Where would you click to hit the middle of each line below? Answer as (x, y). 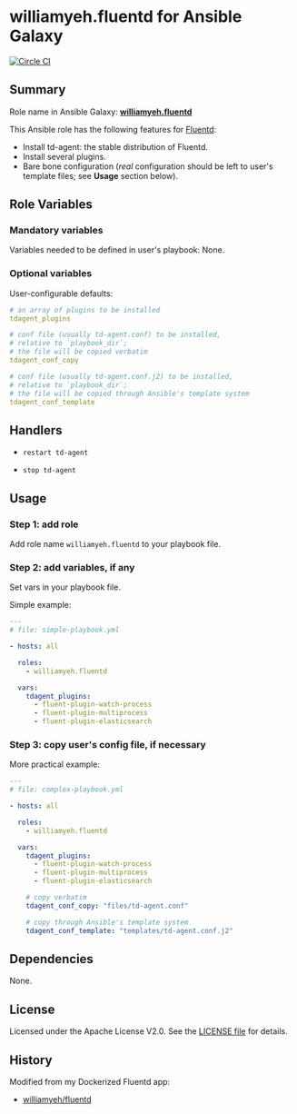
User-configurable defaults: (61, 293)
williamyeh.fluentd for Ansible (126, 17)
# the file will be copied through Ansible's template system (129, 393)
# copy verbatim (57, 898)
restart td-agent (55, 453)
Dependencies (51, 959)
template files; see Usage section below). (100, 175)
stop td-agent (49, 471)
